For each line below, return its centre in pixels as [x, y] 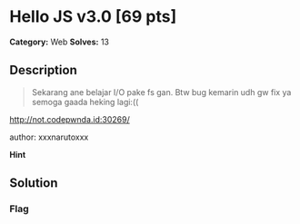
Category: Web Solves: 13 [59, 42]
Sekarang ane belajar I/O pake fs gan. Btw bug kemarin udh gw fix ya [161, 92]
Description [43, 70]
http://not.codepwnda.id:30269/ [70, 119]
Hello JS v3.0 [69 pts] [93, 17]
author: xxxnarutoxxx [49, 137]
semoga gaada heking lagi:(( [85, 102]
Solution [34, 183]
